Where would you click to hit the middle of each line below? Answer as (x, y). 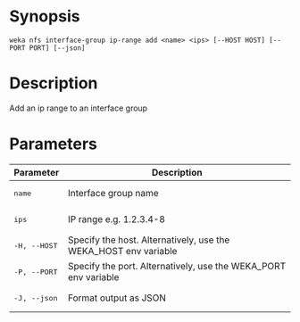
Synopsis (45, 17)
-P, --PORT (36, 272)
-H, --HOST (36, 246)
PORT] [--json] (58, 48)
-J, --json (36, 297)
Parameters (54, 144)
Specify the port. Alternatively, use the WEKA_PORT (177, 267)
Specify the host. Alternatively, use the (149, 240)
